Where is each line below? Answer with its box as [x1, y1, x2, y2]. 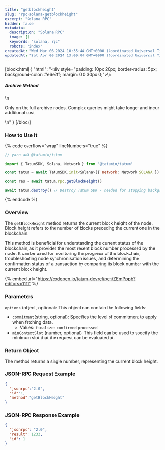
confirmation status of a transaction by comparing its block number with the [5, 261, 159, 267]
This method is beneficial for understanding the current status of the [5, 240, 144, 246]
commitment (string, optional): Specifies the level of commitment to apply [12, 314, 157, 320]
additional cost [5, 110, 35, 116]
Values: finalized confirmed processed [19, 324, 98, 330]
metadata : [5, 26, 26, 30]
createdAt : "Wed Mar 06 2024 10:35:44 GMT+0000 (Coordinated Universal [5, 48, 155, 53]
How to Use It [5, 132, 38, 139]
